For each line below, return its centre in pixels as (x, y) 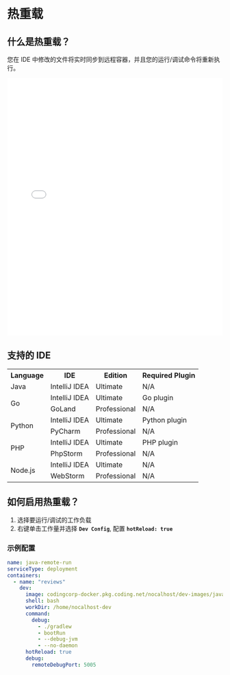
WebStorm (67, 476)
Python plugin (165, 420)
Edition (116, 375)
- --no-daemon (57, 646)
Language (27, 375)
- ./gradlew (54, 626)
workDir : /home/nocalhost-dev (68, 608)
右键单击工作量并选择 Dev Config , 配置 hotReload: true (95, 528)
